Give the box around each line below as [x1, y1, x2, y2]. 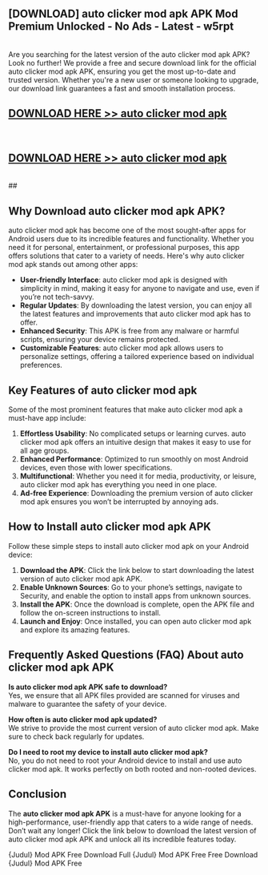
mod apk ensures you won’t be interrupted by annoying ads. [19, 497, 219, 506]
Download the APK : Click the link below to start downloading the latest [19, 565, 254, 575]
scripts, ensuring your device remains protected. [19, 335, 181, 345]
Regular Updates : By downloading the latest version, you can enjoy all [19, 300, 252, 310]
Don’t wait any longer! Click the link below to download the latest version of [8, 825, 258, 835]
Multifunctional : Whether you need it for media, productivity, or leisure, [19, 471, 257, 481]
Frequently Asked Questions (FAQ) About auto [8, 648, 244, 662]
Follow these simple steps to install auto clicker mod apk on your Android [8, 541, 250, 550]
